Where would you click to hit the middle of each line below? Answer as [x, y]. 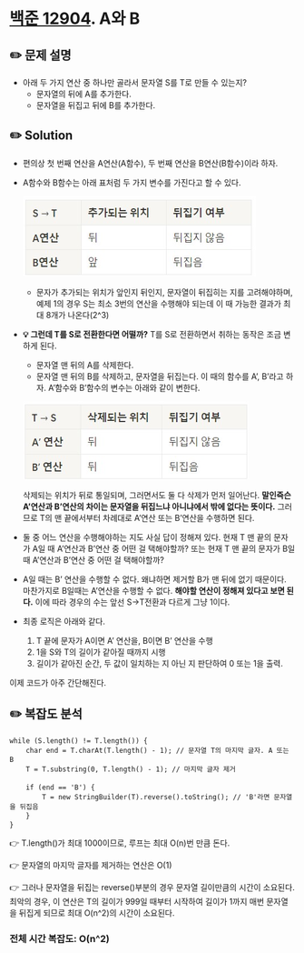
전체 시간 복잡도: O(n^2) [60, 938]
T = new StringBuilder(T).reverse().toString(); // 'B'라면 [156, 797]
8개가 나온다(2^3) [78, 315]
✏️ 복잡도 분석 [46, 714]
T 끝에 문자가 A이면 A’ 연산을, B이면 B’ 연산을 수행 [124, 640]
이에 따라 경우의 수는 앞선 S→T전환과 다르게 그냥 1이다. [132, 602]
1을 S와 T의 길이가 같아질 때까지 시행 [101, 652]
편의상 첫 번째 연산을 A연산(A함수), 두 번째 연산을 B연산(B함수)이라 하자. [150, 163]
